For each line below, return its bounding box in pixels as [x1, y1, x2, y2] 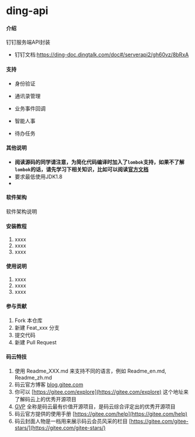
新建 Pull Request [14, 338, 57, 345]
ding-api [6, 4, 49, 18]
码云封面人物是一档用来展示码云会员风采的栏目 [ [14, 418, 131, 425]
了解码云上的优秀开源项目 [14, 395, 77, 402]
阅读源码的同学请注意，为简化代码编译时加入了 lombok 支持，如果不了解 [14, 158, 184, 165]
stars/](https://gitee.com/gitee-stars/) [14, 424, 106, 431]
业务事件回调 [14, 104, 46, 112]
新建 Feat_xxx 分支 [14, 324, 60, 331]
